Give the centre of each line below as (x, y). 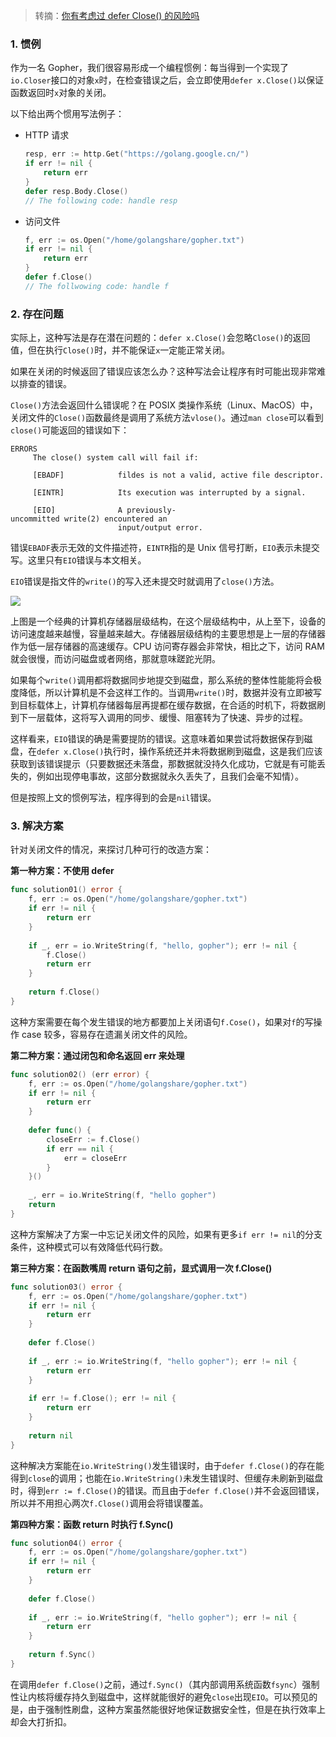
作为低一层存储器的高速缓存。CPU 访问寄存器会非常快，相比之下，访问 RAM (167, 646)
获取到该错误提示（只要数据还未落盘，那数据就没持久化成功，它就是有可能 (163, 764)
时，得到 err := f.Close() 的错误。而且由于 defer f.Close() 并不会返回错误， (167, 1490)
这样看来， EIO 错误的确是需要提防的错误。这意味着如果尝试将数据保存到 (157, 739)
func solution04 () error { (66, 1543)
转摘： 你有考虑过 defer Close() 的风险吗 (117, 15)
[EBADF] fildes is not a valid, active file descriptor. (178, 475)
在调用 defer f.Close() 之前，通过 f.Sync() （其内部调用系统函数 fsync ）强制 (165, 1684)
